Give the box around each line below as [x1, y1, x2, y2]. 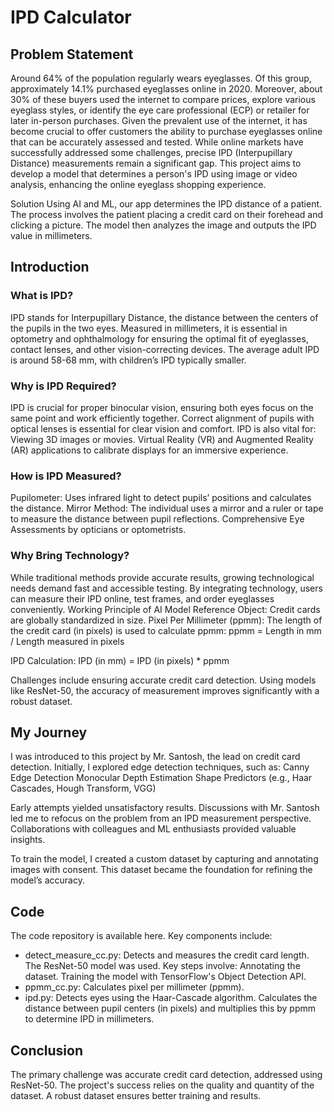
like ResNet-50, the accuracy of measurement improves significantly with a [10, 684, 320, 696]
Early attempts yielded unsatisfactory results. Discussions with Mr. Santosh [10, 802, 320, 814]
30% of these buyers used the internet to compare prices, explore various [10, 94, 316, 105]
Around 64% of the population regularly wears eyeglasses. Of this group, [10, 72, 312, 84]
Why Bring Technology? [10, 549, 130, 563]
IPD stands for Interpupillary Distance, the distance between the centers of [10, 311, 319, 323]
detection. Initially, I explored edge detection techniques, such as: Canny [10, 761, 310, 773]
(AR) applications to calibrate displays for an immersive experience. [10, 444, 289, 456]
